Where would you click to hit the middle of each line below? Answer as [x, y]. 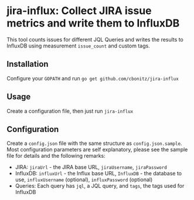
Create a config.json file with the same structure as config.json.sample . [94, 143]
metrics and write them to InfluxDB [93, 23]
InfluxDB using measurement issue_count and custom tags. [78, 46]
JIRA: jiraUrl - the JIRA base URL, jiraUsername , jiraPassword [91, 167]
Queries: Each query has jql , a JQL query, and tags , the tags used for [100, 186]
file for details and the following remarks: [56, 156]
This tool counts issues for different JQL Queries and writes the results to [95, 39]
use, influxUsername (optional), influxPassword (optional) [84, 179]
